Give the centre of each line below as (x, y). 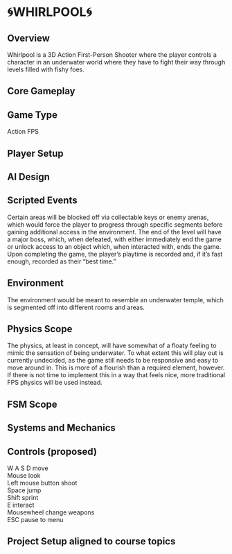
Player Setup (35, 153)
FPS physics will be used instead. (55, 383)
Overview (29, 38)
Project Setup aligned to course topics (91, 542)
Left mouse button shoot (42, 483)
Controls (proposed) (52, 451)
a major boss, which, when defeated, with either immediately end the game (114, 239)
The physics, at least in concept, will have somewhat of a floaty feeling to (112, 346)
